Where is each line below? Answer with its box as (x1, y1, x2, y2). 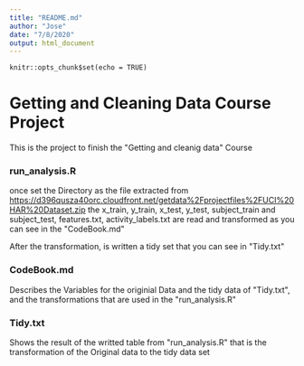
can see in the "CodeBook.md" (9, 223, 125, 235)
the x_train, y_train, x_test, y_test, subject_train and (87, 204, 276, 215)
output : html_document (9, 38, 95, 48)
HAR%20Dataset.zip (9, 204, 86, 215)
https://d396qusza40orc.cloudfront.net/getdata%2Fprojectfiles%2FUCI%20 (9, 195, 295, 206)
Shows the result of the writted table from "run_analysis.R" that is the (9, 337, 267, 348)
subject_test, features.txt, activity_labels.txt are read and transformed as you (9, 214, 295, 225)
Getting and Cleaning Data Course (9, 93, 271, 114)
